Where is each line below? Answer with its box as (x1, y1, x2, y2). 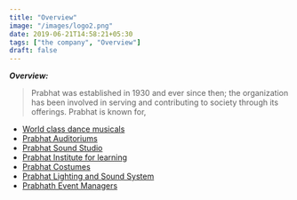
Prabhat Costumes (21, 162, 91, 172)
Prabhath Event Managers (21, 180, 118, 191)
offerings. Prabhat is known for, (30, 107, 147, 117)
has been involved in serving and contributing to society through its (30, 97, 278, 108)
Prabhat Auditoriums (21, 133, 98, 144)
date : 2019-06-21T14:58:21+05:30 (9, 29, 133, 38)
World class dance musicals (21, 124, 125, 134)
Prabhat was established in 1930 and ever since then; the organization (30, 88, 289, 99)
